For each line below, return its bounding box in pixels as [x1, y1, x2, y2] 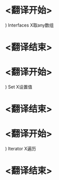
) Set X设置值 [5, 84, 32, 90]
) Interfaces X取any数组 [5, 22, 54, 28]
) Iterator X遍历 [5, 146, 36, 152]
